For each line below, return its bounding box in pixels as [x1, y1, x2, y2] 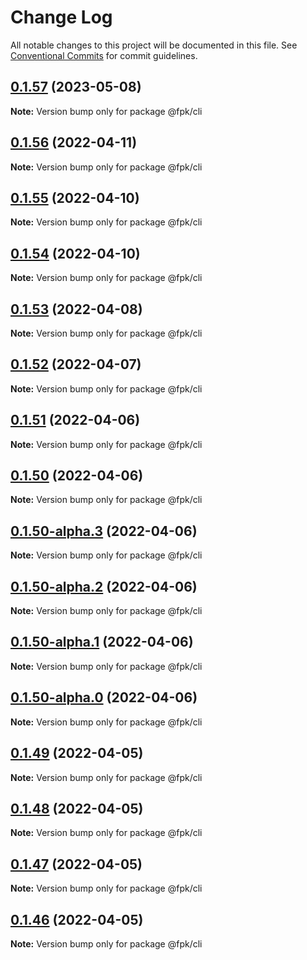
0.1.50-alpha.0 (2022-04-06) [10, 689, 198, 706]
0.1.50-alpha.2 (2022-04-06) [10, 578, 198, 595]
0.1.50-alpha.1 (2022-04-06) [10, 634, 194, 651]
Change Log [10, 6, 113, 29]
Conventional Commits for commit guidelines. [10, 49, 198, 61]
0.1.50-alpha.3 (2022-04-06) [10, 522, 198, 540]
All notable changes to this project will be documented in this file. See [10, 39, 298, 51]
